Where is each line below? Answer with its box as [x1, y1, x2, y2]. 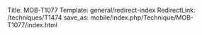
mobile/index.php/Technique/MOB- [90, 13, 193, 22]
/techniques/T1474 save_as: [7, 13, 89, 22]
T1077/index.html [7, 21, 58, 29]
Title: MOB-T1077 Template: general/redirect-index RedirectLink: [7, 6, 196, 14]
